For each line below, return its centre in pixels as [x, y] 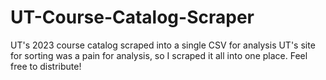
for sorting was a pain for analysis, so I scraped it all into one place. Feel [159, 55]
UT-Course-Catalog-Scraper [132, 17]
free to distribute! [46, 66]
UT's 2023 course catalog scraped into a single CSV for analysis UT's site [163, 45]
